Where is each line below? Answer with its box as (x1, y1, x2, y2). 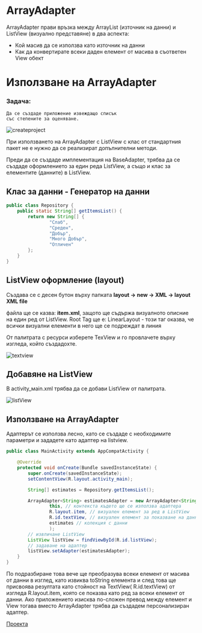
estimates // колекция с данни (49, 520, 128, 526)
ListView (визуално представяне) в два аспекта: (6, 30, 130, 37)
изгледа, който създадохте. (6, 340, 77, 347)
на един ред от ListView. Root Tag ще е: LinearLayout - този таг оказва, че (6, 316, 194, 323)
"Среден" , (49, 225, 74, 231)
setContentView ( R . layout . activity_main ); (28, 476, 133, 482)
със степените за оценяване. (6, 116, 79, 122)
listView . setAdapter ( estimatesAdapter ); (28, 548, 130, 554)
